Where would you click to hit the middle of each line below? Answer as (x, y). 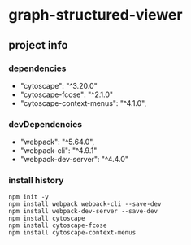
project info (38, 45)
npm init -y (28, 197)
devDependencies (46, 124)
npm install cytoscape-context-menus (72, 233)
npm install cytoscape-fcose (58, 225)
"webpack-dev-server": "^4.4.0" (74, 160)
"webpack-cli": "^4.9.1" (59, 151)
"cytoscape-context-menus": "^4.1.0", (83, 103)
